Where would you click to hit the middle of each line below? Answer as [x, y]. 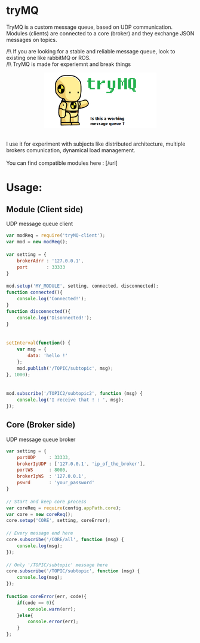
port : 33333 [41, 267]
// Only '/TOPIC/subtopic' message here [57, 565]
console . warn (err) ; [52, 609]
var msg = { [32, 349]
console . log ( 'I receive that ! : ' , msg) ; [70, 400]
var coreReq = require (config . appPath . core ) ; [64, 508]
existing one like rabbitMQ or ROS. [48, 58]
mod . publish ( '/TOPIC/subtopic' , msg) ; [65, 368]
